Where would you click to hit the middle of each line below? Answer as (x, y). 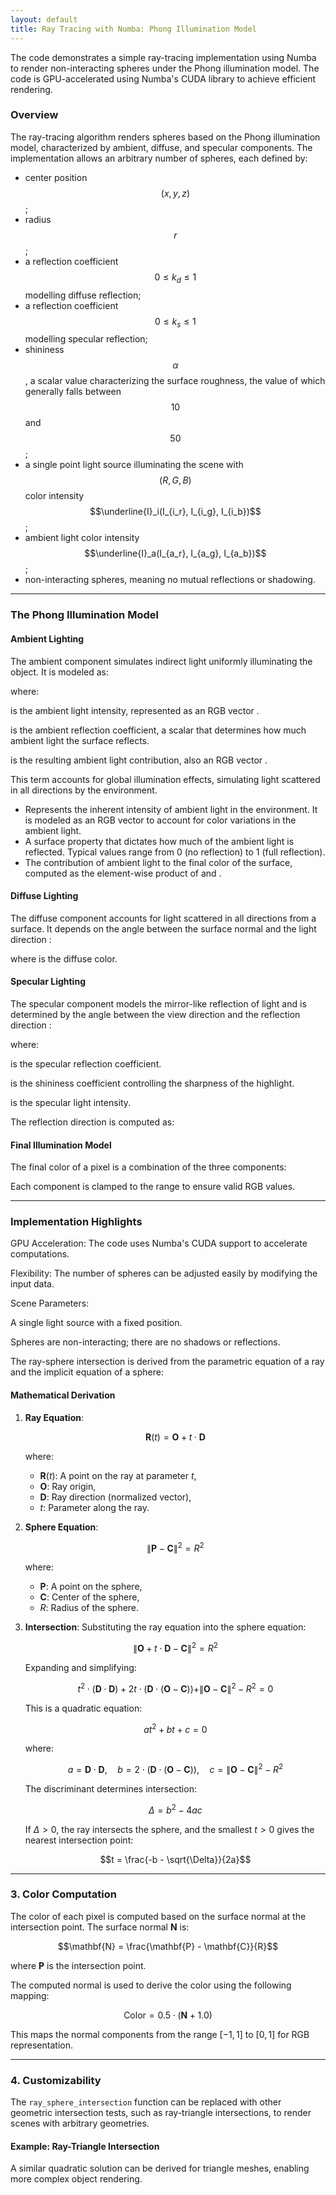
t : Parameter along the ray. (94, 1507)
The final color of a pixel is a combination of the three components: (148, 1167)
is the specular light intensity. (71, 1102)
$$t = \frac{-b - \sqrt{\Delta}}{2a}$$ (175, 1859)
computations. (40, 1254)
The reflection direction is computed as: (92, 1122)
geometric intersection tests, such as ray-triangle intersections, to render (161, 2113)
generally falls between (73, 392)
